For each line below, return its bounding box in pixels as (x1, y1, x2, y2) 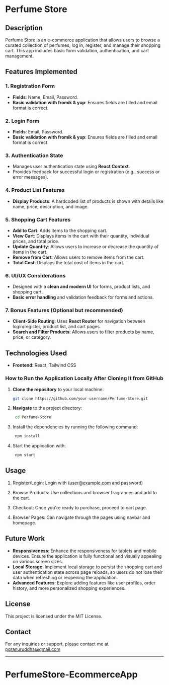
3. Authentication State (5, 152, 63, 159)
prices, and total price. (12, 238, 59, 244)
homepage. (12, 519, 37, 525)
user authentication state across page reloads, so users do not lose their (12, 569, 163, 575)
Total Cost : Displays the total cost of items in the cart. (12, 259, 125, 265)
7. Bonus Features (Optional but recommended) (5, 307, 123, 314)
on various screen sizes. (12, 558, 63, 564)
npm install (15, 434, 40, 439)
